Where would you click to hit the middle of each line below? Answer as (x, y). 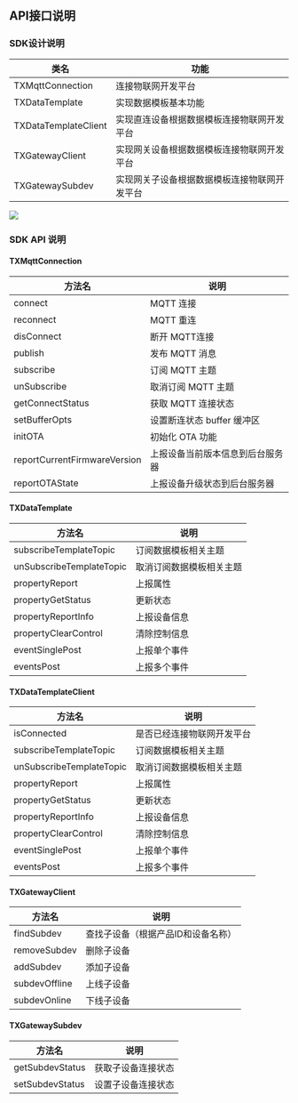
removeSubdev (45, 950)
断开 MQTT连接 (182, 336)
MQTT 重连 (173, 320)
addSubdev (38, 967)
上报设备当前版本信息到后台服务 (217, 454)
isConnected (40, 734)
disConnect (38, 336)
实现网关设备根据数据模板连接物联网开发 (200, 149)
